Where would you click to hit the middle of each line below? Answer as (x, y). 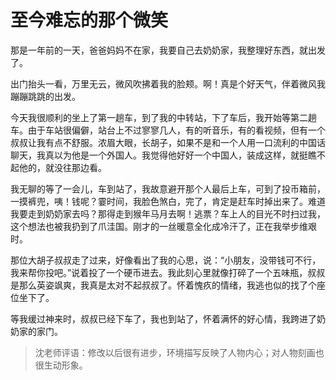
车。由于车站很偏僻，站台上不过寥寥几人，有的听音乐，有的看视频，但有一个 (168, 130)
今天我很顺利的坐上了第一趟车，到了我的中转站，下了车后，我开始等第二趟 (163, 117)
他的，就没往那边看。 (62, 167)
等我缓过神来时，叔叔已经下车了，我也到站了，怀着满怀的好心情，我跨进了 (163, 318)
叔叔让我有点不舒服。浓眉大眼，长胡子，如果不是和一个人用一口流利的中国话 (168, 142)
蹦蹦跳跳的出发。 (45, 96)
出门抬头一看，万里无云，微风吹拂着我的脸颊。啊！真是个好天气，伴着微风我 (168, 83)
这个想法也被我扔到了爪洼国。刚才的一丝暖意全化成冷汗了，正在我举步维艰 (163, 226)
